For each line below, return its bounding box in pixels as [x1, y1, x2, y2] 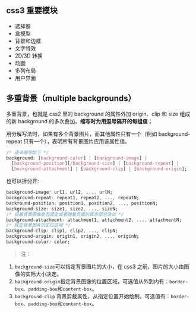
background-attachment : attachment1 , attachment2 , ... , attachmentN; [6, 217, 182, 223]
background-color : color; [6, 239, 70, 245]
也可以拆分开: [6, 177, 40, 185]
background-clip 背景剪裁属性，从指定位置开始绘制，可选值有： [14, 292, 171, 299]
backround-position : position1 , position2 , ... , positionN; [6, 200, 159, 206]
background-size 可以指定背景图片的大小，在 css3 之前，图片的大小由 [14, 263, 184, 270]
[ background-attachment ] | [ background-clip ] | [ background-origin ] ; [11, 166, 187, 172]
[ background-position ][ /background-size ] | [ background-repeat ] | [11, 161, 179, 167]
